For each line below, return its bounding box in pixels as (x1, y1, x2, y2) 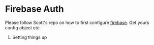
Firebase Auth (5, 3, 64, 15)
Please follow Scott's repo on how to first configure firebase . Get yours (5, 20, 149, 25)
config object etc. (5, 24, 41, 30)
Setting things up (12, 34, 47, 40)
